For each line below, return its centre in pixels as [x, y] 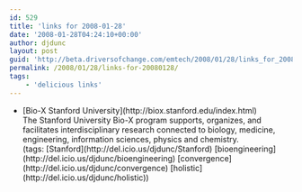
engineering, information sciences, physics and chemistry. [131, 139]
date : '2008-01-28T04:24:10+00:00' [76, 34]
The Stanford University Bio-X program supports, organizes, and [142, 120]
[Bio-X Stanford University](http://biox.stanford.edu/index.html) [140, 110]
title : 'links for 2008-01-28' [68, 26]
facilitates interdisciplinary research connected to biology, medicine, [149, 129]
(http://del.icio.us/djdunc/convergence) [95, 168]
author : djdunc [38, 43]
